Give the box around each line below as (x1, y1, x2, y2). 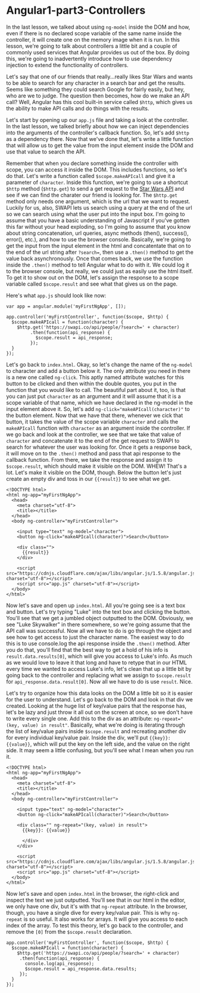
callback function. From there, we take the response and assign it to (6, 456, 173, 463)
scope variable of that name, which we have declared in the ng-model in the (6, 399, 193, 406)
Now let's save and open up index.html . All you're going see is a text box (6, 602, 186, 609)
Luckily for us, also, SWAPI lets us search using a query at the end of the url (6, 204, 192, 211)
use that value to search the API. (6, 148, 86, 155)
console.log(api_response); (24, 960, 95, 967)
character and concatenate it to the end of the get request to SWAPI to (6, 437, 180, 444)
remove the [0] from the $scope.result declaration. (6, 928, 133, 935)
